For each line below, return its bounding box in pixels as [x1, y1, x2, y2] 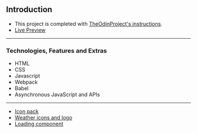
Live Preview [14, 26, 46, 33]
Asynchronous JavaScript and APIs [14, 91, 100, 98]
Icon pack [14, 108, 39, 115]
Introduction [6, 5, 53, 15]
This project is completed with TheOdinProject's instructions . [14, 20, 162, 27]
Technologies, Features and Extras [6, 46, 107, 54]
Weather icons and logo [14, 114, 73, 121]
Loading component [14, 120, 63, 128]
